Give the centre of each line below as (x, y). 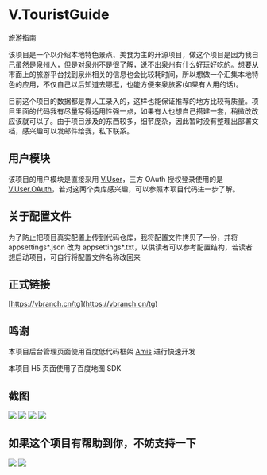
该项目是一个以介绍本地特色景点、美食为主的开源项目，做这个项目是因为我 (130, 54)
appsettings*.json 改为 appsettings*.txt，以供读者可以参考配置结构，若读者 (130, 247)
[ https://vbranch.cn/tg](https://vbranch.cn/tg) (83, 304)
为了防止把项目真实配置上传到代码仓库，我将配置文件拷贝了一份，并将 (123, 237)
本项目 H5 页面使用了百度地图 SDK (65, 369)
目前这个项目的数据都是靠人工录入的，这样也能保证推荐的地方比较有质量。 (130, 101)
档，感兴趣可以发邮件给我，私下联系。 (71, 131)
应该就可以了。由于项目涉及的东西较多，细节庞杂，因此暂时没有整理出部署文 (133, 121)
